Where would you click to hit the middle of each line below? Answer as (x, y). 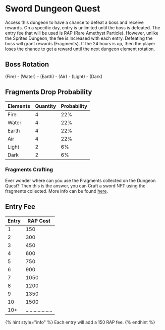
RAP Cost (39, 221)
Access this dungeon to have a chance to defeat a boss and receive (74, 22)
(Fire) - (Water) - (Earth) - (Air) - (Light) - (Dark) (54, 76)
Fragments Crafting (29, 169)
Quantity (46, 106)
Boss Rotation (27, 64)
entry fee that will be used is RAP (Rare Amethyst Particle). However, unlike (82, 33)
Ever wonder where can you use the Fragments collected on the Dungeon (81, 180)
